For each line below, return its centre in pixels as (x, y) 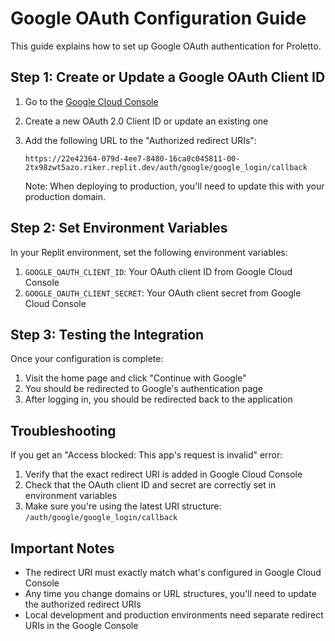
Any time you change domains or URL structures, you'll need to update (170, 593)
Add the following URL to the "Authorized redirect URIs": (140, 140)
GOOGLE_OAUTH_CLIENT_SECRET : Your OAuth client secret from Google (163, 293)
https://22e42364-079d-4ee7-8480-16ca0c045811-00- (132, 158)
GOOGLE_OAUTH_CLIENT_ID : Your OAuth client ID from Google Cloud (158, 271)
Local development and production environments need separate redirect (174, 615)
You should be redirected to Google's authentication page (143, 389)
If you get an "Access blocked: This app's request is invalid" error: (146, 455)
